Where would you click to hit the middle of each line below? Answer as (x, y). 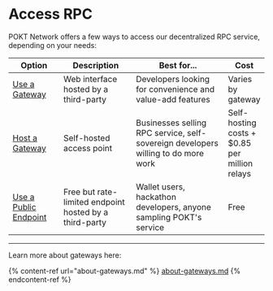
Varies (240, 79)
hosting (243, 123)
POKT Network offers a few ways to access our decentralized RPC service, (134, 37)
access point (88, 148)
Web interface (91, 79)
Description (96, 65)
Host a (25, 137)
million (240, 163)
